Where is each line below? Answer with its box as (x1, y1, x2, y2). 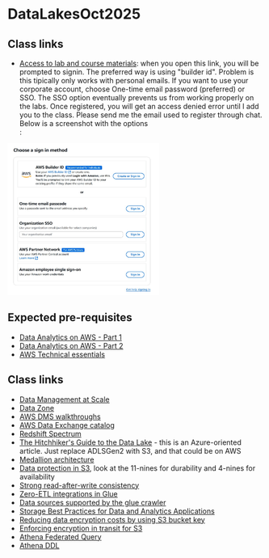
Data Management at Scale (19, 394, 110, 404)
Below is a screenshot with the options (19, 119, 149, 128)
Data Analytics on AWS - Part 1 (19, 332, 122, 342)
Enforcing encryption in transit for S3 (19, 523, 143, 533)
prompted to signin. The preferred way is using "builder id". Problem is (19, 67, 254, 77)
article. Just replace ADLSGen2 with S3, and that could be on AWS (19, 446, 242, 455)
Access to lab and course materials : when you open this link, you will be (19, 58, 259, 68)
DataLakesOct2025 (7, 5, 141, 23)
